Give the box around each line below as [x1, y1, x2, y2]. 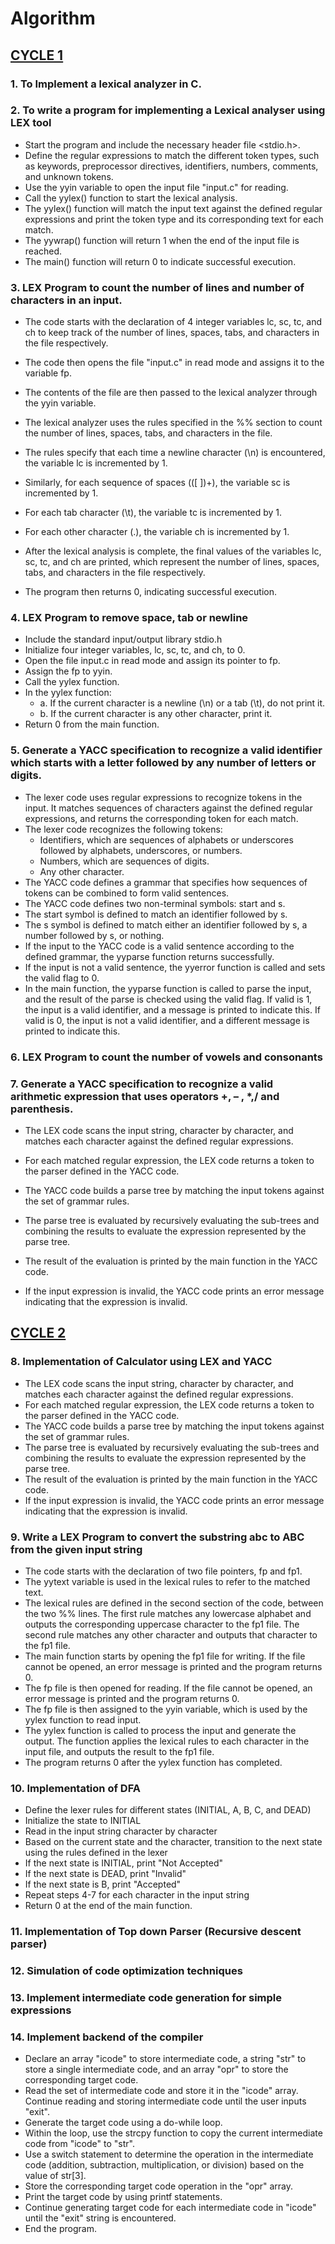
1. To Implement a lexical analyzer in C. [10, 77, 202, 91]
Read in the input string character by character [24, 1825, 218, 1837]
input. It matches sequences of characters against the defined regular [24, 802, 313, 814]
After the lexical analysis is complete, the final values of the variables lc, [24, 545, 322, 557]
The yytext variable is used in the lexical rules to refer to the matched [24, 1575, 311, 1587]
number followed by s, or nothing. [24, 929, 165, 941]
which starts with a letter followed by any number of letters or [10, 756, 317, 770]
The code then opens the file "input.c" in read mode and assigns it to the [24, 357, 325, 369]
